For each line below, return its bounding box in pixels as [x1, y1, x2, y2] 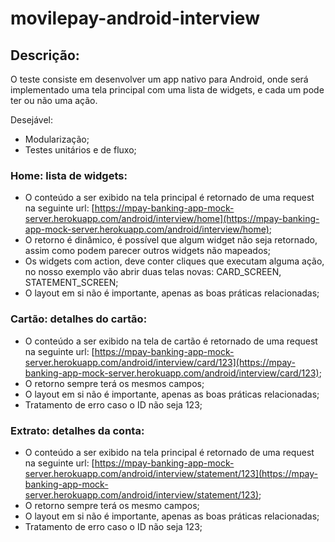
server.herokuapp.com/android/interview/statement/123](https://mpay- [24, 467, 318, 479]
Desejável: [10, 114, 54, 126]
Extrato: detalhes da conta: [10, 423, 145, 437]
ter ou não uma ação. [10, 95, 98, 106]
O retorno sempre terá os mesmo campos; [24, 499, 200, 511]
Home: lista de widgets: [10, 168, 128, 182]
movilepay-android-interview [10, 7, 260, 30]
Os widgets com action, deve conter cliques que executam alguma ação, [24, 255, 325, 267]
